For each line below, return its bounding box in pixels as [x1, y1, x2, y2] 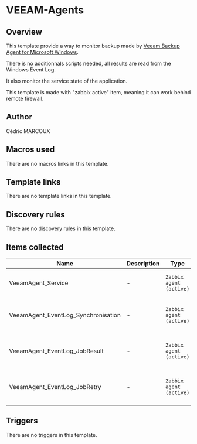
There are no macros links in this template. [6, 160, 109, 167]
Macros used [6, 145, 55, 155]
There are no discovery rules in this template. [6, 225, 116, 232]
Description [126, 259, 160, 268]
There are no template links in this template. [6, 193, 113, 200]
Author [6, 112, 32, 122]
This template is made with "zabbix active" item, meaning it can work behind [6, 89, 191, 95]
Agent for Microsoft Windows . [6, 49, 79, 56]
